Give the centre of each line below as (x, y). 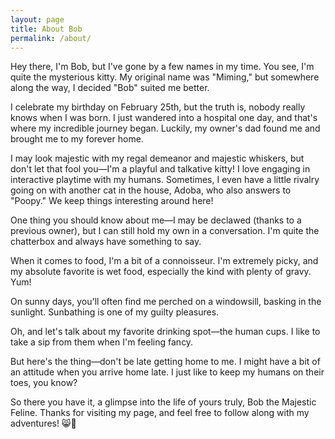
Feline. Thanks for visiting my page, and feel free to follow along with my (160, 413)
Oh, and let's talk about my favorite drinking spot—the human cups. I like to (165, 332)
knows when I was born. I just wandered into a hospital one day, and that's (164, 118)
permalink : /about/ (51, 38)
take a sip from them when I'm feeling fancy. (102, 342)
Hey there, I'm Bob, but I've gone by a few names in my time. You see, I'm (162, 67)
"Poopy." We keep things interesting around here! (112, 201)
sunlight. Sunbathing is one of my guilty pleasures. (115, 312)
